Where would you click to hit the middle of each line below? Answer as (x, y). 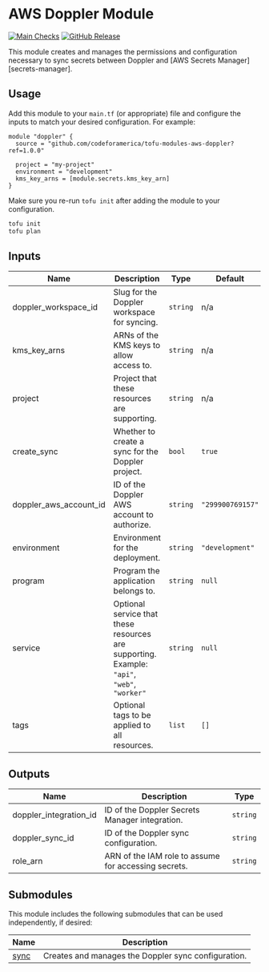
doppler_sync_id (43, 838)
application (134, 581)
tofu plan (25, 231)
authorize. (132, 524)
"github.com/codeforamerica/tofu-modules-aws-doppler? (141, 144)
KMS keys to (137, 346)
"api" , (125, 674)
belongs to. (134, 591)
